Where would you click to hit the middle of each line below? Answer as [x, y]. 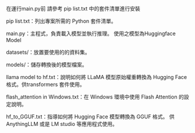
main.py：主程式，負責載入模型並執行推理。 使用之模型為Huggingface [91, 33]
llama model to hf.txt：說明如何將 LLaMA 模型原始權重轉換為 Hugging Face [97, 77]
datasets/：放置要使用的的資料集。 [48, 52]
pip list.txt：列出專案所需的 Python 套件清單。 [61, 21]
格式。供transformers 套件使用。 [46, 84]
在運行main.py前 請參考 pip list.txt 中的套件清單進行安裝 [73, 8]
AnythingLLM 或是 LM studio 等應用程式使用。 [62, 124]
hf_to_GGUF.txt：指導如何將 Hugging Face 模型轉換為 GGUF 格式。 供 [90, 117]
